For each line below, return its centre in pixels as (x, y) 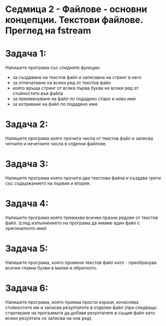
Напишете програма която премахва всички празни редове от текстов (82, 217)
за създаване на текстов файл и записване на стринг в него (77, 77)
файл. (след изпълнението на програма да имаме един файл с (72, 223)
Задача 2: (27, 125)
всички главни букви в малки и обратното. (51, 268)
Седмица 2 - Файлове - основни (76, 9)
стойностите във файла (38, 94)
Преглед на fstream (48, 31)
